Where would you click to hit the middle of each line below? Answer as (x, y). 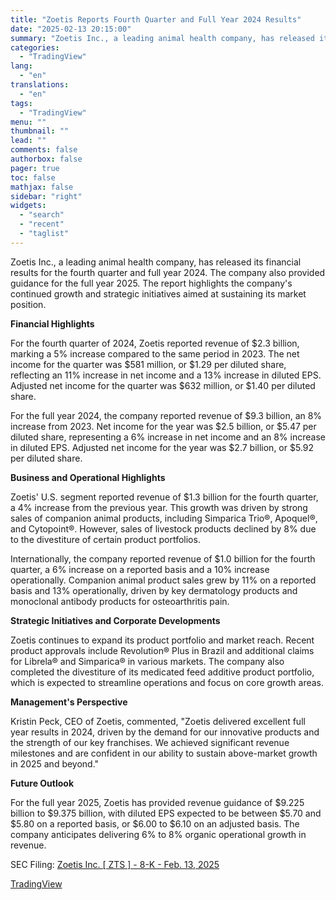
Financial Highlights (52, 323)
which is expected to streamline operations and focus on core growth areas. (167, 682)
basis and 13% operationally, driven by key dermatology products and (154, 590)
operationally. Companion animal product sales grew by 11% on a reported (163, 580)
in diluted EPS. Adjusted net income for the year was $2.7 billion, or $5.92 (162, 447)
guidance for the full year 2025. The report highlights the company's (151, 283)
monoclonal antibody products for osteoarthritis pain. (120, 601)
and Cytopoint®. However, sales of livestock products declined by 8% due (163, 528)
